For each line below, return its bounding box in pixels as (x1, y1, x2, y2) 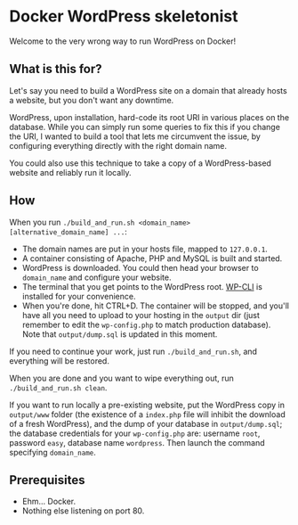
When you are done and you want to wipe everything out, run (9, 373, 234, 383)
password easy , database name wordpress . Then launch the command (9, 437, 265, 447)
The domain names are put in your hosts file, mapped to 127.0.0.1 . (21, 243, 269, 254)
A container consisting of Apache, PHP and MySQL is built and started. (21, 252, 283, 264)
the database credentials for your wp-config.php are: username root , (9, 428, 261, 439)
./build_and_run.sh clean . (9, 381, 108, 393)
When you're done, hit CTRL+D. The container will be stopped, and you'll (21, 300, 289, 311)
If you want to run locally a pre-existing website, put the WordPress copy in (9, 399, 285, 410)
